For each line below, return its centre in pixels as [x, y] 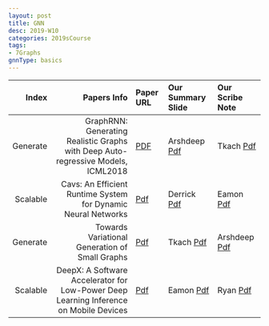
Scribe [230, 97]
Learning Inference [92, 300]
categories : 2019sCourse [50, 38]
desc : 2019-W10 [34, 30]
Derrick [182, 194]
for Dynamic [104, 203]
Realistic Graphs [97, 141]
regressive [76, 161]
